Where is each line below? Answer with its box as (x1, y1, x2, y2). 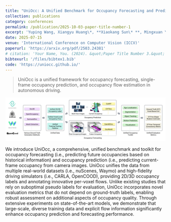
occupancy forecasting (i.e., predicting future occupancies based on (5, 152, 149, 158)
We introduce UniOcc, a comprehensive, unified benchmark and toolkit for (5, 146, 161, 152)
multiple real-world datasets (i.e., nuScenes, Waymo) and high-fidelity (5, 168, 153, 174)
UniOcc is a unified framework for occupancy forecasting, (17, 76, 140, 82)
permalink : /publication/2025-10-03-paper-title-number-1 (5, 24, 131, 30)
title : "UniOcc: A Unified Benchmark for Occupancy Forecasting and (5, 8, 154, 13)
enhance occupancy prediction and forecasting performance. (5, 211, 134, 217)
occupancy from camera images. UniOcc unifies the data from (18, 162, 150, 169)
